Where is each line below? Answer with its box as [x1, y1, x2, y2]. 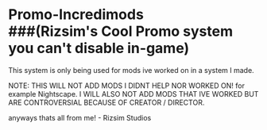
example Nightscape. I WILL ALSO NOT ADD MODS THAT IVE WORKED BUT [8, 89, 259, 98]
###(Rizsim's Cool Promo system [8, 22, 233, 40]
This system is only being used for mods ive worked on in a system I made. [8, 65, 254, 75]
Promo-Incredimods [8, 6, 145, 24]
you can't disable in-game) [8, 40, 190, 57]
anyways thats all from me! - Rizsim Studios [8, 113, 152, 122]
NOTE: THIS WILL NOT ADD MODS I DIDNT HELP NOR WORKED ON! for [8, 81, 245, 90]
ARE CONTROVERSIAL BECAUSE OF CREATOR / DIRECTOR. [8, 97, 205, 107]
